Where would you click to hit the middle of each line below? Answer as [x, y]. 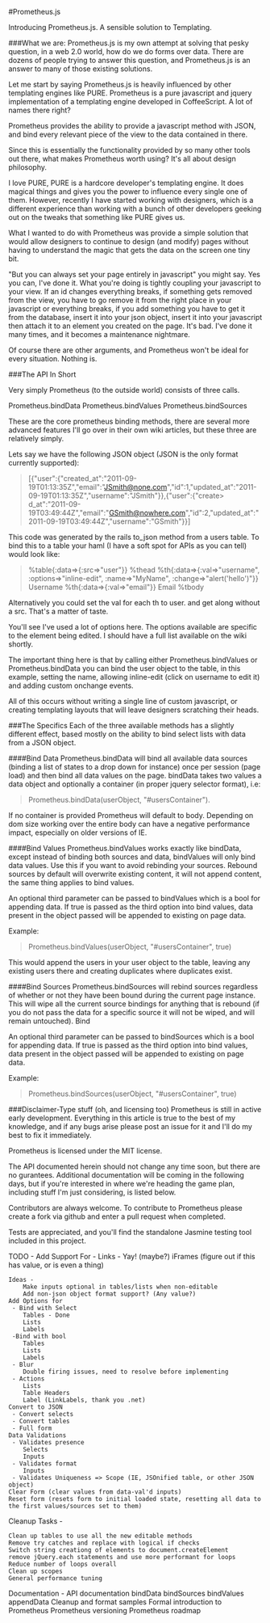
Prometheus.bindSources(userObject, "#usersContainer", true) [132, 1094]
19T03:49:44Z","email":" [69, 513]
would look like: [34, 554]
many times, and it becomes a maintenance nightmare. [100, 334]
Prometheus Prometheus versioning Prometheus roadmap [105, 1610]
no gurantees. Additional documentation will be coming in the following [126, 1175]
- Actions [28, 1379]
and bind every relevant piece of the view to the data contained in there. [128, 134]
